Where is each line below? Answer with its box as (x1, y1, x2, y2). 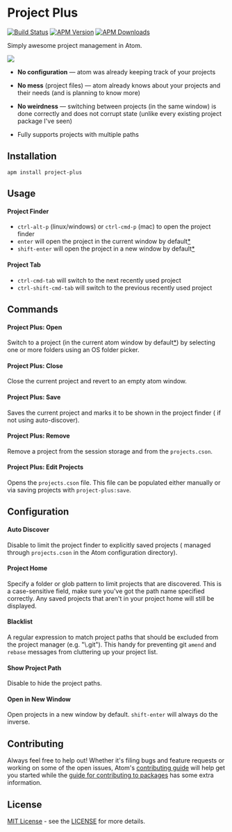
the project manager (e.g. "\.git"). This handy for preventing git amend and (7, 640, 217, 649)
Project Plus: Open (7, 323, 63, 331)
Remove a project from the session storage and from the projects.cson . (7, 447, 213, 456)
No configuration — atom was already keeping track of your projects (17, 67, 216, 76)
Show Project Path (7, 663, 62, 672)
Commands (7, 303, 59, 315)
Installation (7, 151, 57, 163)
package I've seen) (17, 117, 73, 125)
